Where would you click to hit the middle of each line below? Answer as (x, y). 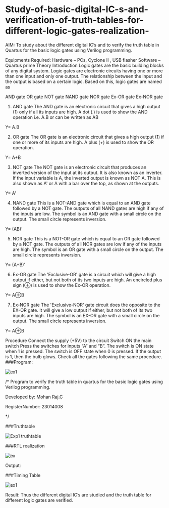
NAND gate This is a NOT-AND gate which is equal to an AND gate (81, 203)
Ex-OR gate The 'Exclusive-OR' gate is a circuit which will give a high (84, 274)
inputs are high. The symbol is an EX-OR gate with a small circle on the (86, 315)
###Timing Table (23, 475)
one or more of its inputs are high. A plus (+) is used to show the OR (83, 142)
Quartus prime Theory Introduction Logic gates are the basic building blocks (84, 65)
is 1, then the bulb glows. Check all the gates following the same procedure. (84, 356)
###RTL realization (25, 446)
